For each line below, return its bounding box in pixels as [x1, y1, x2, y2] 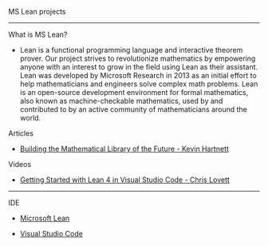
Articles [8, 129, 34, 138]
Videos [8, 160, 32, 169]
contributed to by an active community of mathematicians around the [19, 105, 247, 114]
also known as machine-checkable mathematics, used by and [19, 96, 223, 105]
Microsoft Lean [19, 213, 70, 223]
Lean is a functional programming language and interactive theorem [19, 46, 243, 54]
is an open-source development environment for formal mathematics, [19, 88, 249, 97]
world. [19, 113, 41, 122]
